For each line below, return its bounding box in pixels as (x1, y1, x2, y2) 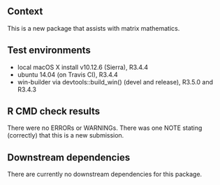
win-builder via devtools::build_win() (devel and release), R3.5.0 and (17, 77, 214, 86)
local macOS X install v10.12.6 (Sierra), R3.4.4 (17, 63, 149, 71)
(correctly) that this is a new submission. (7, 131, 124, 140)
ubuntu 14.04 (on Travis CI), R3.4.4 (17, 70, 119, 79)
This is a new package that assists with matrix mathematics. (7, 24, 180, 32)
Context (7, 6, 43, 17)
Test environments (7, 45, 91, 57)
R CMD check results (7, 105, 101, 117)
